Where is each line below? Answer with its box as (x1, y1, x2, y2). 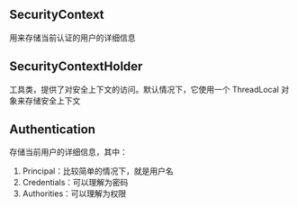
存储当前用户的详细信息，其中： (9, 147, 128, 157)
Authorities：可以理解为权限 (22, 188, 127, 199)
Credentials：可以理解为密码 (22, 177, 129, 188)
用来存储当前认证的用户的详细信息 (9, 31, 136, 43)
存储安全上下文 (24, 94, 81, 106)
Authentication (9, 121, 96, 138)
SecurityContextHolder (9, 58, 143, 75)
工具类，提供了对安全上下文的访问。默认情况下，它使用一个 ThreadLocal (9, 84, 279, 94)
